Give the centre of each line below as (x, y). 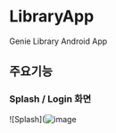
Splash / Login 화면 (50, 99)
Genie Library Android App (58, 41)
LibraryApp (52, 17)
